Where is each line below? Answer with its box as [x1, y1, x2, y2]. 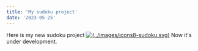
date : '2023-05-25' [6, 15, 56, 21]
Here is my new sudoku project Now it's [6, 31, 192, 38]
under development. [6, 38, 57, 45]
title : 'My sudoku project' [6, 8, 78, 15]
